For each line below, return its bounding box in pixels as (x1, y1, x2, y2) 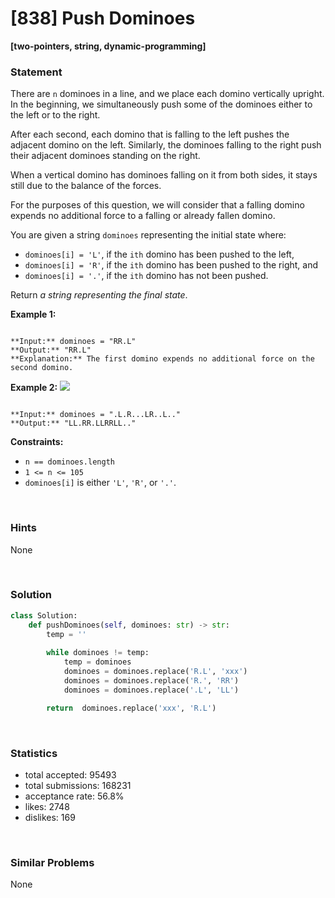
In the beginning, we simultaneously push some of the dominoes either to (10, 98, 313, 111)
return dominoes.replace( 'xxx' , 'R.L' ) (46, 703, 217, 713)
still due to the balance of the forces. (10, 180, 162, 192)
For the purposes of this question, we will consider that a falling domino (10, 199, 305, 211)
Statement (10, 65, 63, 79)
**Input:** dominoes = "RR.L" (10, 337, 137, 347)
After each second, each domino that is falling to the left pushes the (10, 128, 290, 141)
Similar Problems (10, 855, 95, 869)
